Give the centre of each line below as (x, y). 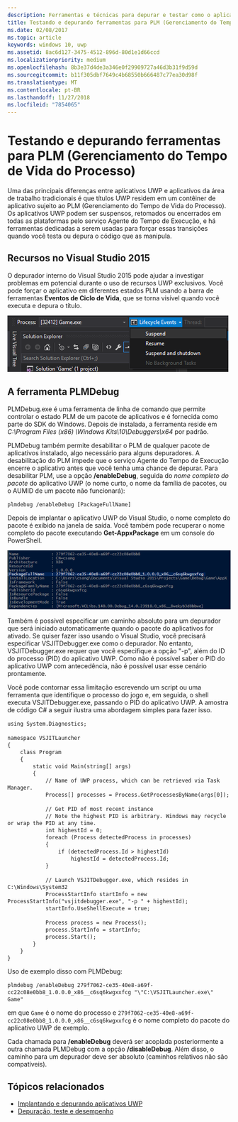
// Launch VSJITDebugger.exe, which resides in (117, 881)
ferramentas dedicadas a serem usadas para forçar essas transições (108, 229)
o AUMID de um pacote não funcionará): (66, 491)
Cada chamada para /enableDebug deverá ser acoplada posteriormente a (116, 1042)
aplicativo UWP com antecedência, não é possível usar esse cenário (107, 666)
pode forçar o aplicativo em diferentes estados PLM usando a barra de (110, 290)
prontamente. (27, 674)
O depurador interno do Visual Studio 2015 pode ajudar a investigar (106, 275)
